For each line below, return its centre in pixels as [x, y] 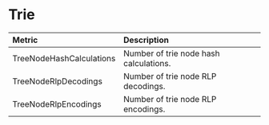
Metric [25, 40]
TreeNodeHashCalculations [64, 58]
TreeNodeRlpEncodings [57, 104]
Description [147, 40]
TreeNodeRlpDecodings [57, 81]
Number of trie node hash [172, 53]
